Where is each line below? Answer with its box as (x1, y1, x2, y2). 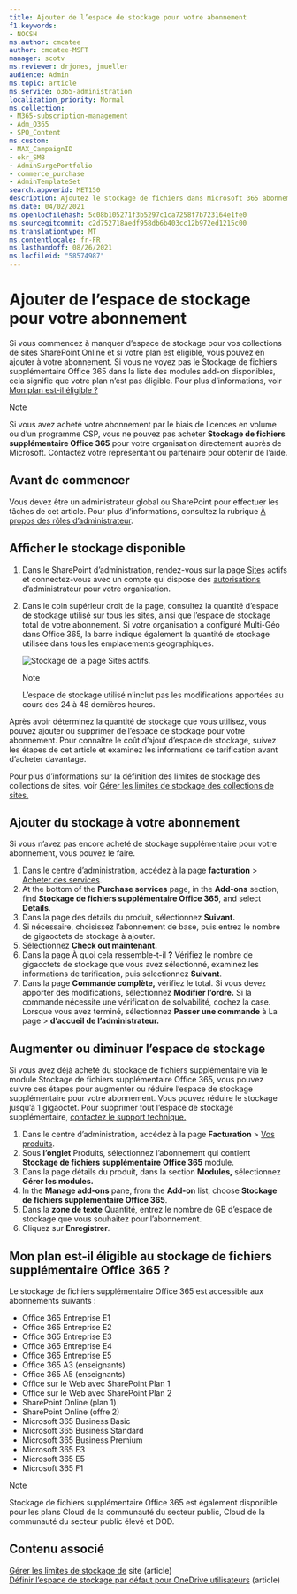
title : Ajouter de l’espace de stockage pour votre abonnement (9, 12, 247, 22)
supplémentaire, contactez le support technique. (9, 1112, 187, 1122)
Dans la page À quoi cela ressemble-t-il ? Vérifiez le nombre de (21, 950, 254, 960)
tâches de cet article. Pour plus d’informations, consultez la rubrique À (9, 505, 267, 516)
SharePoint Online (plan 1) (21, 1398, 117, 1407)
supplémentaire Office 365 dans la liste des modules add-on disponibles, (9, 366, 276, 376)
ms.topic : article (9, 79, 77, 88)
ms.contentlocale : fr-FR (9, 235, 101, 244)
